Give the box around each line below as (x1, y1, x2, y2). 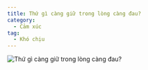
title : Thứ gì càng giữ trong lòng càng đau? (7, 10, 141, 17)
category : (7, 17, 36, 24)
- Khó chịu (13, 36, 45, 43)
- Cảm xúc (13, 23, 42, 30)
